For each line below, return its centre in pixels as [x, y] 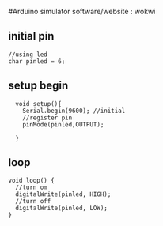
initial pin [31, 36]
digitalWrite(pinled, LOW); [62, 209]
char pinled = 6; [37, 61]
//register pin [47, 118]
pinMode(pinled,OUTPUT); [63, 124]
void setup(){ [38, 104]
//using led [28, 55]
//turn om [31, 188]
